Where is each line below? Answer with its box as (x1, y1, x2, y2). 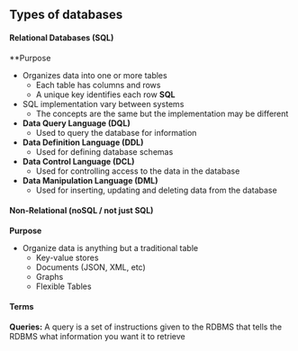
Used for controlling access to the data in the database (35, 166, 240, 176)
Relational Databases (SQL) (9, 31, 114, 43)
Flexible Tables (35, 281, 92, 292)
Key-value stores (35, 252, 99, 263)
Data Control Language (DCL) (22, 156, 135, 166)
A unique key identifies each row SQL (35, 89, 176, 100)
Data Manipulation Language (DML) (22, 175, 158, 185)
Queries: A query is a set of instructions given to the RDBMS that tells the (9, 321, 282, 332)
